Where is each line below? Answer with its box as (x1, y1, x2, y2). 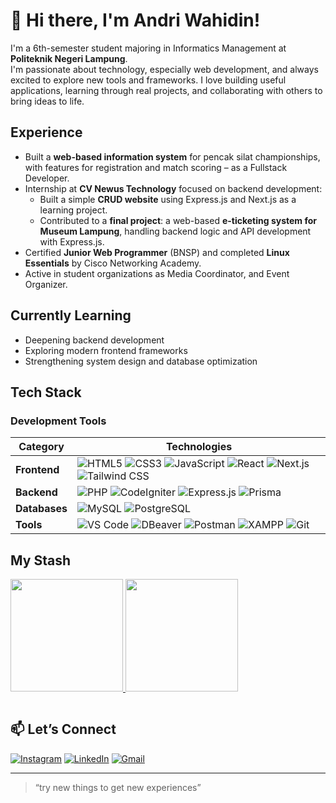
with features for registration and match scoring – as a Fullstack (24, 161, 288, 173)
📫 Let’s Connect (10, 721, 117, 738)
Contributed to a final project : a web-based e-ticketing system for (39, 214, 317, 226)
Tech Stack (10, 384, 82, 401)
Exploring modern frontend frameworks (24, 344, 188, 356)
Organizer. (24, 278, 68, 290)
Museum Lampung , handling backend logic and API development (39, 225, 312, 237)
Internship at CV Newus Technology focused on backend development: (24, 182, 323, 194)
